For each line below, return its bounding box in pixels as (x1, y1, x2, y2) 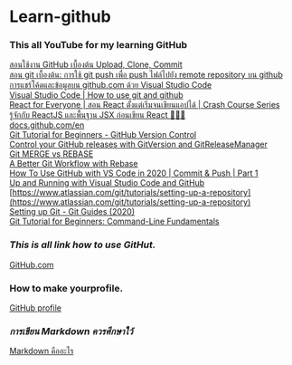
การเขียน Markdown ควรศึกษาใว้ (9, 325, 134, 337)
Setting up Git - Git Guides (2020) (9, 207, 136, 217)
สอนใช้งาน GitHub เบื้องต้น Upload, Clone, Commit (9, 59, 183, 70)
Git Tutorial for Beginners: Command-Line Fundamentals (9, 216, 220, 227)
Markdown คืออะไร (9, 346, 74, 357)
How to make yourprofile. (9, 282, 124, 294)
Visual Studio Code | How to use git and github (9, 90, 184, 101)
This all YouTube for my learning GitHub (9, 39, 188, 52)
